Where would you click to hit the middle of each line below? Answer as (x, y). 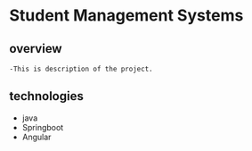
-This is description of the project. (81, 69)
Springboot (43, 127)
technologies (47, 96)
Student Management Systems (126, 16)
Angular (37, 137)
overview (36, 49)
